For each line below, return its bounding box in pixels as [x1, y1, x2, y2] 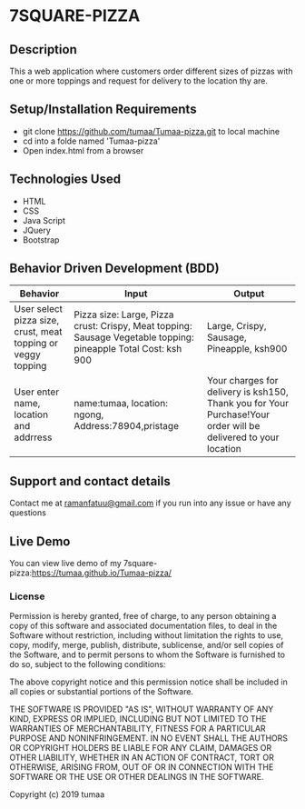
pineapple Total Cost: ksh [74, 343, 182, 355]
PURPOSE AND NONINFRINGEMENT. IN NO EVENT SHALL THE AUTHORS [9, 733, 289, 744]
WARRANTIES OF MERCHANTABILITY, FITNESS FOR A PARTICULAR [9, 724, 266, 734]
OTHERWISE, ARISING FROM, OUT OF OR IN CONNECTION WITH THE [9, 762, 274, 773]
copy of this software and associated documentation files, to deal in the [9, 620, 278, 632]
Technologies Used [9, 172, 121, 187]
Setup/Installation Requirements [9, 102, 197, 117]
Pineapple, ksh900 [207, 343, 288, 355]
